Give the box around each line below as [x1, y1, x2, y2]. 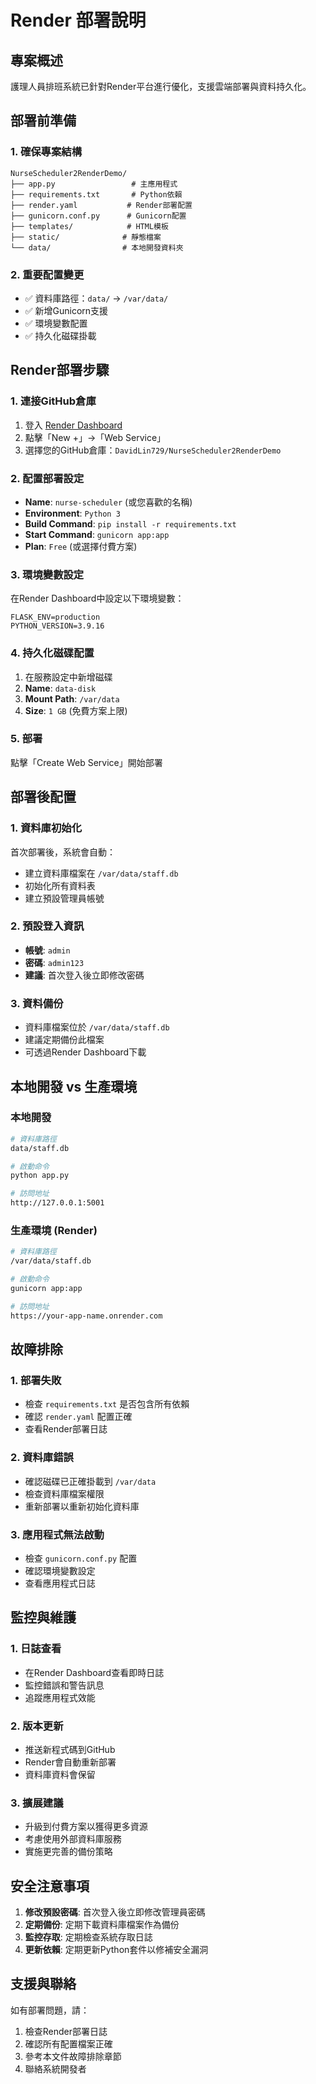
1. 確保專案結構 [10, 145, 83, 159]
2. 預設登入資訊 [10, 919, 85, 933]
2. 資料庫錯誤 [10, 1451, 74, 1465]
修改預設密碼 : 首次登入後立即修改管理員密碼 [24, 1906, 206, 1918]
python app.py [10, 1171, 70, 1181]
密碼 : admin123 [24, 956, 85, 968]
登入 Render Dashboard [24, 419, 123, 431]
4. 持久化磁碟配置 [10, 646, 95, 660]
